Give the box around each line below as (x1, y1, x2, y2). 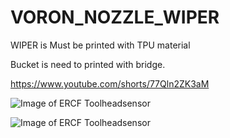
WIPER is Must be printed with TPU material (10, 39, 191, 51)
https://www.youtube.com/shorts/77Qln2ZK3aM (10, 77, 210, 90)
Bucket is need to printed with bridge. (10, 58, 166, 70)
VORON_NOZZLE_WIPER (10, 6, 220, 29)
